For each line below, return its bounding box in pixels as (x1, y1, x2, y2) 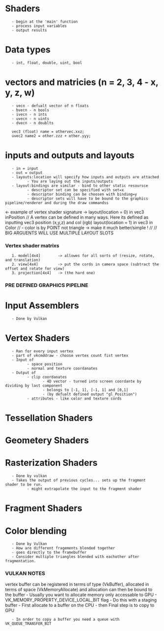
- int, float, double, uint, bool (11, 60, 82, 65)
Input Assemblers (5, 300, 80, 311)
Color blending (5, 525, 67, 536)
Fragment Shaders (5, 503, 82, 514)
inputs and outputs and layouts (5, 150, 135, 161)
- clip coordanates (27, 374, 67, 379)
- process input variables (11, 23, 67, 29)
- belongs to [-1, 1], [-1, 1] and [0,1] (42, 387, 129, 392)
